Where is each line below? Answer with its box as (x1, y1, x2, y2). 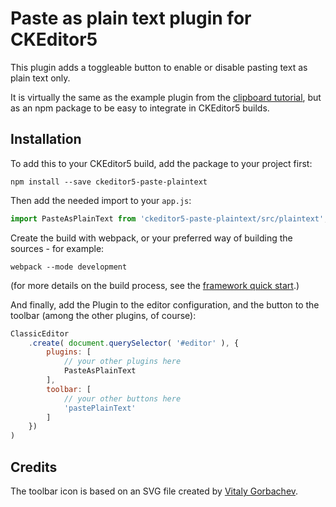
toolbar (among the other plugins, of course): (10, 309, 197, 321)
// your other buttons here (63, 393, 182, 404)
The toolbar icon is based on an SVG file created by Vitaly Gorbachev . (10, 485, 299, 497)
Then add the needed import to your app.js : (10, 194, 192, 206)
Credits (10, 458, 58, 476)
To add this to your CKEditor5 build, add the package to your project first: (10, 157, 313, 169)
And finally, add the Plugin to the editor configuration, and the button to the (10, 298, 320, 311)
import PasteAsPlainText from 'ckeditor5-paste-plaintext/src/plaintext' (10, 213, 325, 224)
